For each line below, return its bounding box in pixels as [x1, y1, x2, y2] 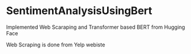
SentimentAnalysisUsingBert [6, 4, 153, 18]
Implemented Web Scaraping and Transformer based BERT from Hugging [6, 23, 185, 31]
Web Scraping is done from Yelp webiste [6, 41, 105, 48]
